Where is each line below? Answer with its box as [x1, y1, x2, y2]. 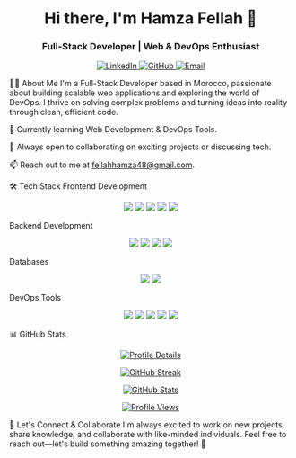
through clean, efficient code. [9, 107, 119, 118]
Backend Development [9, 220, 93, 231]
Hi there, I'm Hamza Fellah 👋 [44, 8, 257, 29]
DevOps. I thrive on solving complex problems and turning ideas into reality [9, 97, 288, 108]
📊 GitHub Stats [9, 328, 66, 340]
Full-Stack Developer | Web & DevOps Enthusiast [41, 40, 260, 53]
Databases [9, 256, 49, 267]
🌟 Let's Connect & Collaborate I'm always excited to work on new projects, [9, 419, 285, 430]
